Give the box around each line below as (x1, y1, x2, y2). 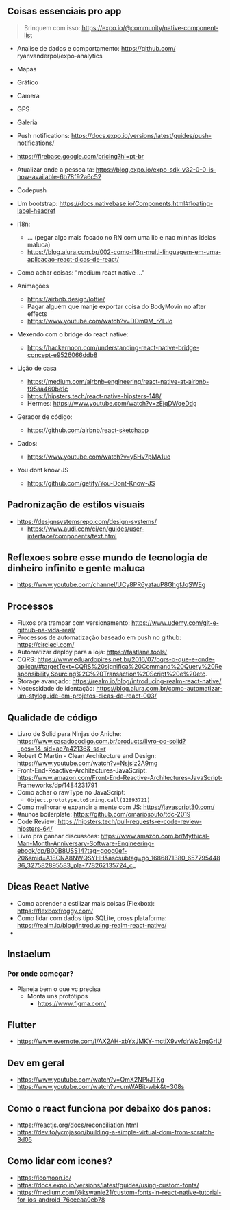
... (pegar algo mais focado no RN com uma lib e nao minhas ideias (27, 233, 216, 241)
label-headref (16, 206, 56, 215)
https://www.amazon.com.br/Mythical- (100, 832, 210, 841)
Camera (16, 91, 40, 100)
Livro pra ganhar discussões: (16, 832, 99, 841)
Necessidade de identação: (16, 685, 94, 693)
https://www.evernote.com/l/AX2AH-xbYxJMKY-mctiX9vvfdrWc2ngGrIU (16, 1037, 222, 1046)
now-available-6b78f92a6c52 (16, 172, 102, 181)
